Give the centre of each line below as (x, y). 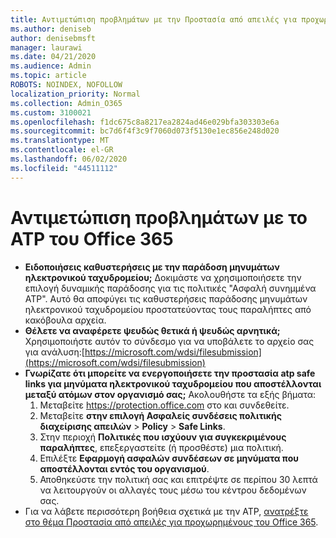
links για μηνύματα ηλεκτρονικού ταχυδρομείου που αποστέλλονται (173, 383)
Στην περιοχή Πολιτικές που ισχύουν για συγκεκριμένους (163, 437)
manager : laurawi (46, 47)
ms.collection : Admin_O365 (66, 103)
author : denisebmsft (53, 38)
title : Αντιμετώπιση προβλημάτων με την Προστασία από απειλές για (154, 19)
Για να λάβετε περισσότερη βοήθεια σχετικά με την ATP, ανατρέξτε (166, 511)
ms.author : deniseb (51, 29)
